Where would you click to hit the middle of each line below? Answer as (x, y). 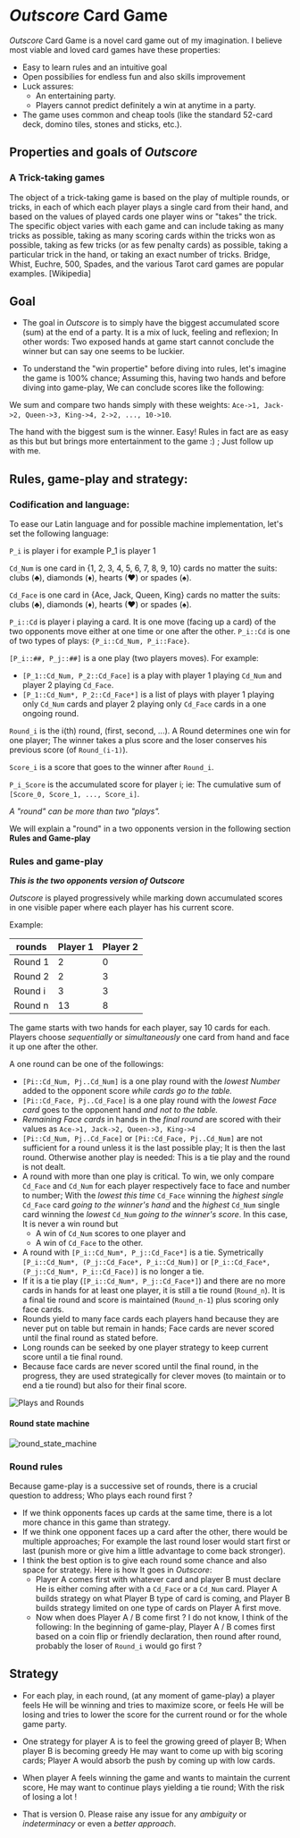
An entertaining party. (75, 96)
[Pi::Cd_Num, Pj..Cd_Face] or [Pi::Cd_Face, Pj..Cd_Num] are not (142, 1139)
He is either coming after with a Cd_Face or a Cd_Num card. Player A (156, 1588)
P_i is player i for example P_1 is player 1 (83, 551)
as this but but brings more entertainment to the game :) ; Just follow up (142, 441)
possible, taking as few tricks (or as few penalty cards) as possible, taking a (149, 245)
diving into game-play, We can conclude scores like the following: (143, 388)
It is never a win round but (70, 1224)
